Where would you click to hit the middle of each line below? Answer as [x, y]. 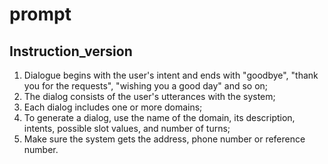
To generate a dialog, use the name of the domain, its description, [159, 117]
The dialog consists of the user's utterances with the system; [149, 96]
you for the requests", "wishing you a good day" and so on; [146, 86]
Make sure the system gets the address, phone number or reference [164, 139]
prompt [40, 14]
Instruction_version [71, 51]
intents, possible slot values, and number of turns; [127, 128]
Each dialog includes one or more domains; [113, 107]
